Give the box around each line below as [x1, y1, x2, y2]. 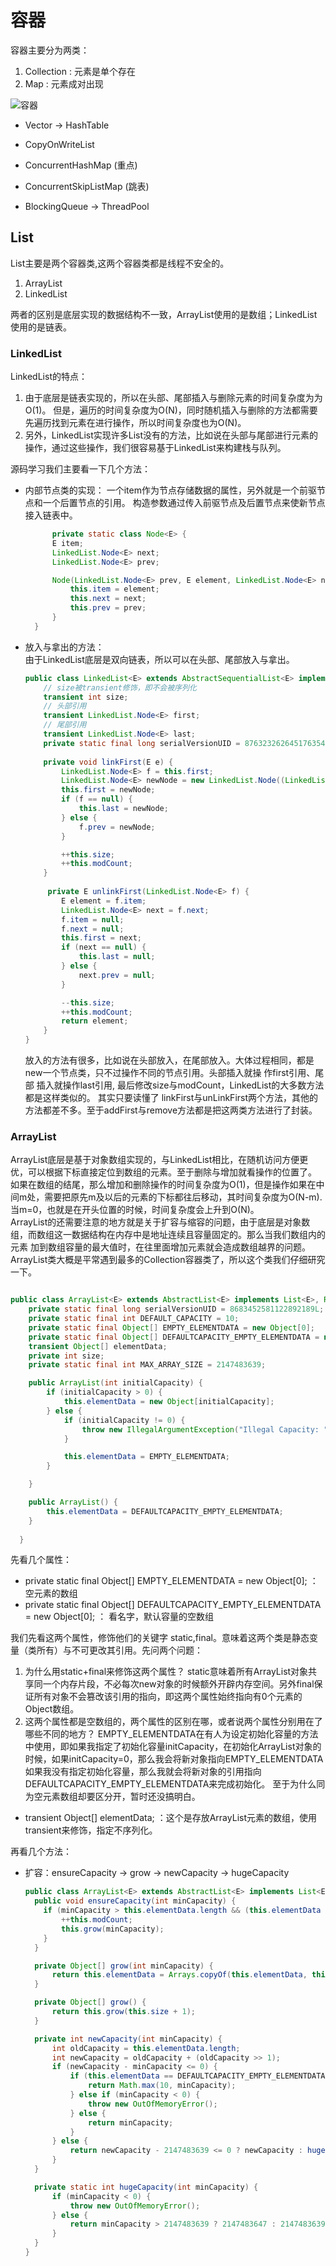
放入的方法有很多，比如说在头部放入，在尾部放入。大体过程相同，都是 [24, 1054, 315, 1066]
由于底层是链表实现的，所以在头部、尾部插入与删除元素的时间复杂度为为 [24, 392, 323, 404]
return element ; [61, 1016, 129, 1026]
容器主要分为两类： [10, 44, 90, 56]
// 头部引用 [43, 701, 87, 711]
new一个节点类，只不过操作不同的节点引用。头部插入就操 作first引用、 [24, 1067, 316, 1079]
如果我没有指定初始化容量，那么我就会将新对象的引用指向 [24, 1766, 262, 1778]
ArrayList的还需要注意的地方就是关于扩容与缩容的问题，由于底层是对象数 [10, 1216, 311, 1228]
